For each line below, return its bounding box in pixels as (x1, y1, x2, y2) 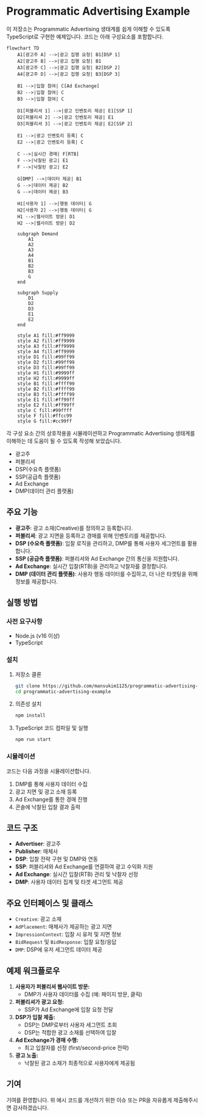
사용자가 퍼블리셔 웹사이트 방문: (15, 982, 90, 990)
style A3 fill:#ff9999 (17, 343, 75, 349)
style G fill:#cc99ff (17, 418, 72, 424)
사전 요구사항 (6, 617, 43, 626)
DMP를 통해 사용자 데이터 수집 (15, 780, 88, 787)
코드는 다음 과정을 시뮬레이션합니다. (6, 767, 91, 775)
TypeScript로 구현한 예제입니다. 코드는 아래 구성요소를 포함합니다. (6, 32, 164, 40)
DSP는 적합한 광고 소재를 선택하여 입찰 (24, 1028, 117, 1036)
